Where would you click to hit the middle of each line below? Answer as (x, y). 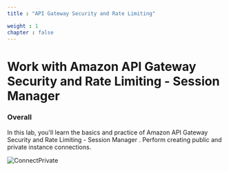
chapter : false (30, 32)
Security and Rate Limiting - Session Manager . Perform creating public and (114, 139)
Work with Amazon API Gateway (102, 67)
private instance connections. (49, 147)
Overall (20, 117)
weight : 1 (23, 26)
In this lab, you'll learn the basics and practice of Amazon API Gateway (108, 132)
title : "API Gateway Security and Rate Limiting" (81, 13)
